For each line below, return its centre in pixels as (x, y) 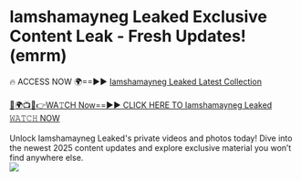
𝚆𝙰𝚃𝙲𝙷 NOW (35, 118)
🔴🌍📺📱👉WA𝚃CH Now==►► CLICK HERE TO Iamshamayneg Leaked (141, 105)
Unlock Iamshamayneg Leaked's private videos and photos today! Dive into (151, 138)
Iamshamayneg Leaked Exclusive (138, 17)
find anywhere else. (47, 157)
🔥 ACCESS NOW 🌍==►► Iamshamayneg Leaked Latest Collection (136, 81)
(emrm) (38, 56)
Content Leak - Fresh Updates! (128, 36)
